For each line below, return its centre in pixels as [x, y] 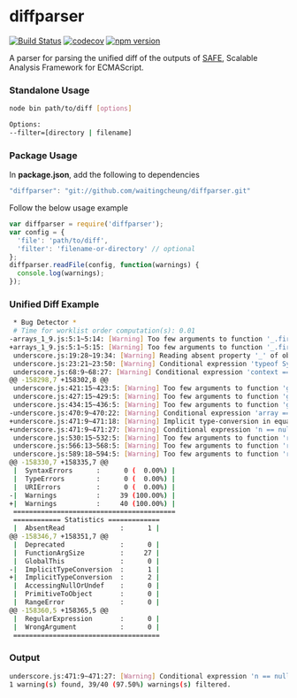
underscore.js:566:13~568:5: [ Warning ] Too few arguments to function [145, 446]
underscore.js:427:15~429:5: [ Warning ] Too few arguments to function [145, 397]
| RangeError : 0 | [87, 602]
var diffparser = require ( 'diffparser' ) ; [87, 224]
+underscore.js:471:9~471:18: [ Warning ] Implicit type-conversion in [140, 421]
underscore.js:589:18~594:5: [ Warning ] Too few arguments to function [145, 454]
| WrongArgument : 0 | [87, 627]
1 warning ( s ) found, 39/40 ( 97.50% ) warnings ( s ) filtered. [120, 684]
